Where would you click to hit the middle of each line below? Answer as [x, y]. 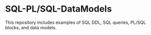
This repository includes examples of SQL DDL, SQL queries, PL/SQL [76, 22]
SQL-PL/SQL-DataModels [59, 9]
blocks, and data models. [31, 27]
